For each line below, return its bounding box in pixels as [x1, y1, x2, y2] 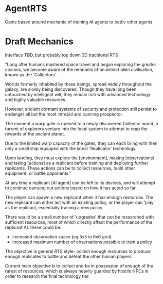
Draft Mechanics [5, 36, 74, 47]
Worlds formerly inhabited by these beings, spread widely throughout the [5, 81, 152, 87]
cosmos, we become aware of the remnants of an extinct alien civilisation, [5, 67, 154, 72]
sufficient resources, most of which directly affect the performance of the [5, 219, 153, 225]
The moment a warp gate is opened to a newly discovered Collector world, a [5, 120, 159, 126]
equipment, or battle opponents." [5, 170, 72, 176]
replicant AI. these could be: [5, 224, 62, 230]
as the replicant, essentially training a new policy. [5, 204, 104, 210]
